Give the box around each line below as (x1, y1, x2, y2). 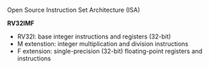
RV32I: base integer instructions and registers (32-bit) (17, 32, 171, 41)
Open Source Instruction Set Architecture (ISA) (7, 6, 140, 14)
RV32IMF (7, 19, 34, 27)
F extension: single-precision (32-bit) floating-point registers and (17, 47, 203, 55)
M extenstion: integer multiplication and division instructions (17, 40, 188, 47)
